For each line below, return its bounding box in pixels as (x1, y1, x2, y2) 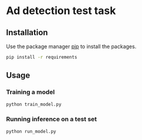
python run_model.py (6, 128, 57, 134)
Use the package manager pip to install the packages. (6, 43, 137, 50)
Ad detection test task (6, 4, 116, 18)
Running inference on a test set (6, 115, 97, 124)
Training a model (6, 88, 55, 96)
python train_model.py (6, 101, 62, 107)
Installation (6, 28, 48, 37)
